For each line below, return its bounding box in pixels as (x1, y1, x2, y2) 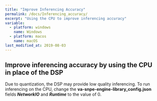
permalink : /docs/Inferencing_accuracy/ (5, 12, 88, 16)
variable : (5, 20, 25, 26)
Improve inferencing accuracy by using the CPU (5, 61, 153, 69)
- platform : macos (9, 34, 47, 39)
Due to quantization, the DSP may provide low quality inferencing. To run (5, 81, 150, 87)
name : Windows (14, 29, 42, 34)
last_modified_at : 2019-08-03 (5, 43, 66, 48)
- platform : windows (9, 25, 51, 30)
